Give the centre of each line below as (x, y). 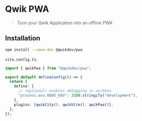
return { (18, 82)
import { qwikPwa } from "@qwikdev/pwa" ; (48, 68)
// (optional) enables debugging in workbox (65, 91)
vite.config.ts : (21, 59)
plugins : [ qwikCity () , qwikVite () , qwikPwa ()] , (64, 105)
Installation (23, 38)
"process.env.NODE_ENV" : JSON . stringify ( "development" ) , (78, 95)
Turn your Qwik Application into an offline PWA (65, 23)
